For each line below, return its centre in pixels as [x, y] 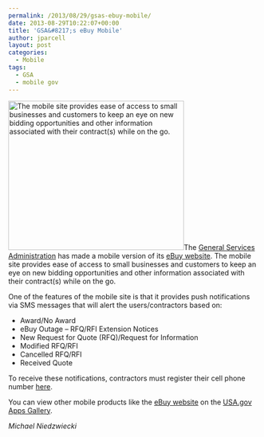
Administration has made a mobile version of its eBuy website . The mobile [130, 256]
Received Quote [46, 362]
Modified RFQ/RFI [49, 345]
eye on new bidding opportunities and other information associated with [126, 272]
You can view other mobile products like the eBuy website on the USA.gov [130, 402]
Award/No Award [47, 320]
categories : [28, 53]
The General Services [219, 247]
